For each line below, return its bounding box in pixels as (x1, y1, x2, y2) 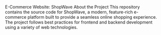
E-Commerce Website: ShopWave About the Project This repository (5, 4, 140, 10)
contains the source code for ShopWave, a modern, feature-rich (5, 9, 133, 15)
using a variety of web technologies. (5, 24, 78, 30)
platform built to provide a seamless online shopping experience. (27, 14, 157, 20)
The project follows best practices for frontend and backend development (5, 19, 153, 25)
